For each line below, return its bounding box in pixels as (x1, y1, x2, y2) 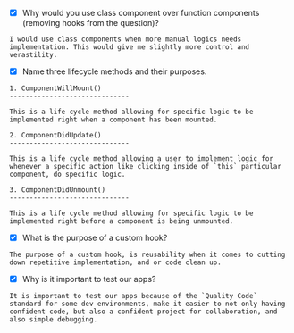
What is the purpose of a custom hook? (21, 232, 168, 244)
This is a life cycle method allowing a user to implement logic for (9, 154, 274, 163)
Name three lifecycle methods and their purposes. (21, 66, 207, 77)
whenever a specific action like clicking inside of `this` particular (9, 162, 281, 171)
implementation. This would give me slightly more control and (9, 43, 250, 52)
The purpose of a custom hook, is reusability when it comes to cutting (9, 250, 286, 260)
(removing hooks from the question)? (21, 18, 159, 29)
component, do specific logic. (9, 170, 126, 179)
